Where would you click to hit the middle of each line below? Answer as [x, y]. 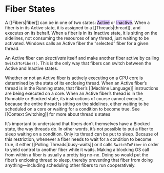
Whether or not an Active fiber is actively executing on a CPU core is [74, 78]
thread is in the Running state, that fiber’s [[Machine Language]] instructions [82, 88]
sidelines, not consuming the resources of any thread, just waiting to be [77, 38]
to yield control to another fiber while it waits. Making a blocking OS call [77, 150]
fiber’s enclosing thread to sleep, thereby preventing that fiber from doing [79, 160]
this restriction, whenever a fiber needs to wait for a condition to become [78, 139]
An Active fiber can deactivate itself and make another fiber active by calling [82, 58]
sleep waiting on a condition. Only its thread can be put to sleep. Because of [82, 134]
